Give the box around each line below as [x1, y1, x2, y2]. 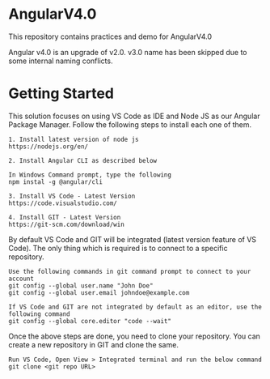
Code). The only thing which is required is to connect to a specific [8, 243, 228, 253]
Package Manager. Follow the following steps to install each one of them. [8, 119, 252, 130]
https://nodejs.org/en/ [8, 143, 89, 151]
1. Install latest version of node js [8, 135, 139, 143]
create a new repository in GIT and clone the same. [8, 339, 179, 349]
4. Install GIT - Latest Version [8, 213, 121, 221]
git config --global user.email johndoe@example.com [8, 288, 190, 296]
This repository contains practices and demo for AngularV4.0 [8, 32, 213, 41]
